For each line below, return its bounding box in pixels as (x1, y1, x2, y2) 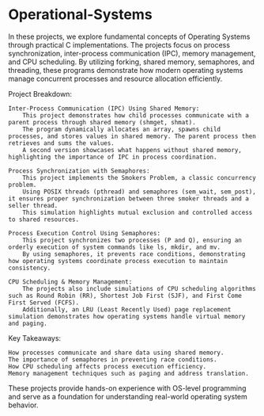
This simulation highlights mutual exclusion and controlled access (22, 208, 253, 216)
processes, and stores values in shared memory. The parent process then (8, 132, 257, 140)
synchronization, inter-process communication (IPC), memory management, (8, 48, 256, 58)
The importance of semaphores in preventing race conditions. (8, 355, 217, 364)
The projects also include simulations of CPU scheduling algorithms (22, 284, 257, 292)
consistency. (8, 264, 51, 272)
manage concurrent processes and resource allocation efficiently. (8, 74, 223, 83)
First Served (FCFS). (8, 299, 80, 307)
